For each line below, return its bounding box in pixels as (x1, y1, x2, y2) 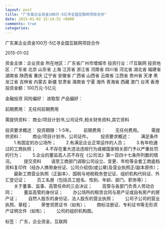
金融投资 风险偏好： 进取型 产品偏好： (5, 95, 83, 102)
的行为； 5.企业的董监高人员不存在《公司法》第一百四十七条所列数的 (5, 152, 154, 158)
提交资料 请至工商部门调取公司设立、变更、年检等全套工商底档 (23, 158, 160, 164)
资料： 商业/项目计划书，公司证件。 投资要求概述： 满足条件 (9, 134, 159, 140)
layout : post (5, 7, 32, 12)
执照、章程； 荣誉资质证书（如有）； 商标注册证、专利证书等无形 (5, 202, 154, 208)
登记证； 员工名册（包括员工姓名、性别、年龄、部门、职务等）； (9, 177, 148, 183)
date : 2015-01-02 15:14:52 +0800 (5, 16, 75, 21)
